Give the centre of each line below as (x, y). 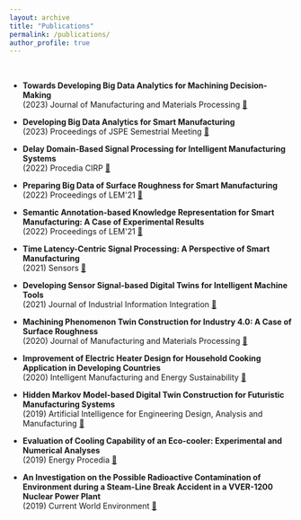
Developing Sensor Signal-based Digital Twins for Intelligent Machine (155, 286)
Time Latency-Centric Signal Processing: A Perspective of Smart (146, 249)
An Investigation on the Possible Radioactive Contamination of (142, 478)
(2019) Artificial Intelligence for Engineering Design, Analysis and (142, 414)
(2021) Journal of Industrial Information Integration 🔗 (120, 304)
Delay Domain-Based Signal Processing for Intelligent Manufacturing (154, 149)
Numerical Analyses (61, 451)
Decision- (248, 85)
